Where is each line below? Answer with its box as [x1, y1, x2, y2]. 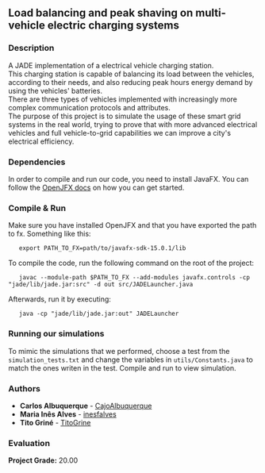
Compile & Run [8, 202, 66, 213]
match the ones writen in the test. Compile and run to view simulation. [8, 363, 236, 372]
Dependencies [8, 156, 66, 167]
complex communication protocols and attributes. [8, 102, 171, 112]
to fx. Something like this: [8, 229, 91, 239]
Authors [8, 383, 41, 394]
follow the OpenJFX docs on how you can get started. [8, 183, 185, 192]
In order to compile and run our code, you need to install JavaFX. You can [8, 174, 249, 183]
